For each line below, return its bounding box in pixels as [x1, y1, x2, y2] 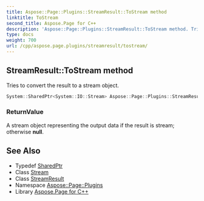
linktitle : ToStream [6, 15, 59, 21]
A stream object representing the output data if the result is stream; [6, 121, 175, 129]
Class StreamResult [15, 175, 64, 182]
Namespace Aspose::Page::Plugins [15, 181, 103, 189]
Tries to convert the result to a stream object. [6, 82, 120, 89]
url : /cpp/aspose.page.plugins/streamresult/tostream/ [6, 43, 148, 49]
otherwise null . [6, 128, 44, 135]
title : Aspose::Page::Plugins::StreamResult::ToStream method [6, 9, 167, 15]
